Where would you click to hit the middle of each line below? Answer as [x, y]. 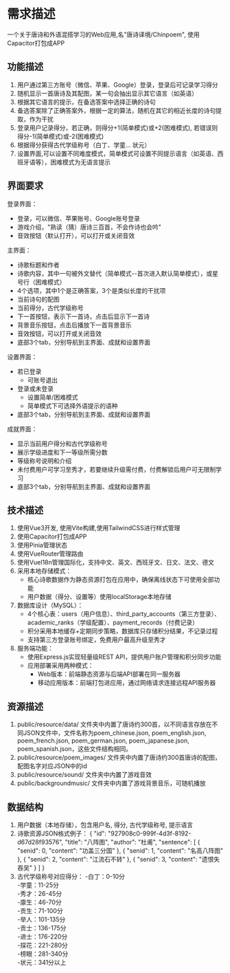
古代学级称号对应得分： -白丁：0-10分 [71, 876]
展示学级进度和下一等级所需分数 [62, 452]
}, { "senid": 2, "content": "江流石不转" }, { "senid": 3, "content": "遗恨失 [118, 859]
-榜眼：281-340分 [43, 954]
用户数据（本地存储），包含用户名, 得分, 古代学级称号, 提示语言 [105, 825]
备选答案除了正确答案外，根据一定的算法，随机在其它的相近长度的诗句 [116, 110]
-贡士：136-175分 [42, 928]
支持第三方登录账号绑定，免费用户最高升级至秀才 [96, 639]
